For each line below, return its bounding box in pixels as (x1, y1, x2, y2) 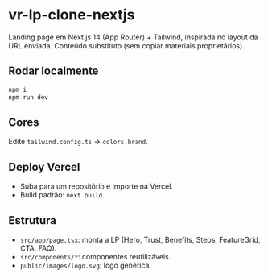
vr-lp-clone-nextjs (8, 6, 135, 24)
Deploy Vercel (8, 160, 80, 174)
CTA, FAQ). (19, 243, 57, 253)
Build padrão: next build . (19, 190, 105, 200)
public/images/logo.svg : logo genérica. (19, 260, 151, 270)
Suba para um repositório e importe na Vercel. (19, 181, 174, 191)
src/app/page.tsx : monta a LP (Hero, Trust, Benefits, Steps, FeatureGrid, (19, 234, 261, 244)
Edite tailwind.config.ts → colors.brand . (8, 137, 148, 147)
